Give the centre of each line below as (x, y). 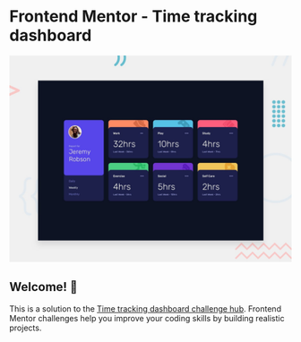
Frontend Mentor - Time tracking (133, 17)
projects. (26, 328)
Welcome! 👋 (43, 287)
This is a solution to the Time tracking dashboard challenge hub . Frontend (146, 308)
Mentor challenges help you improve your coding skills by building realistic (147, 318)
